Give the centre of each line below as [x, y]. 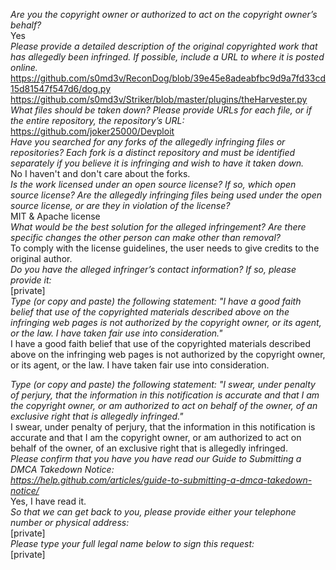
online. [24, 67]
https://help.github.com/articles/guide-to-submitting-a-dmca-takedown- [161, 480]
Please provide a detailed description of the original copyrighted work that [164, 46]
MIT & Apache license [55, 216]
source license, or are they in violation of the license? [120, 205]
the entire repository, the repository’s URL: [97, 120]
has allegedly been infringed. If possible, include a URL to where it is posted [167, 57]
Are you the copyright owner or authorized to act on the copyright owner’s [164, 14]
